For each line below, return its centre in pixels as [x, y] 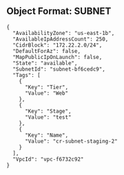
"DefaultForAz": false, [46, 51]
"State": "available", [45, 63]
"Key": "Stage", [48, 111]
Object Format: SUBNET [59, 11]
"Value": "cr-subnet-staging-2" [71, 141]
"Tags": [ [27, 75]
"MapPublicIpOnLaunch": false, [58, 57]
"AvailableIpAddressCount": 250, [61, 39]
